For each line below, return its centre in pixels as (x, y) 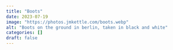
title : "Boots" (24, 11)
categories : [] (24, 33)
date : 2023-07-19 (27, 17)
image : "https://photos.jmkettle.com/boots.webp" (68, 22)
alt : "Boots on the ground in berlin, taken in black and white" (87, 27)
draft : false (22, 38)
